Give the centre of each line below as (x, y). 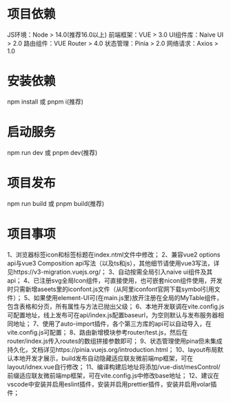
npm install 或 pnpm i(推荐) (46, 102)
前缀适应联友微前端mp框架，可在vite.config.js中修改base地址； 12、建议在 (113, 375)
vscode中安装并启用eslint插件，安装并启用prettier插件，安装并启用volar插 (112, 384)
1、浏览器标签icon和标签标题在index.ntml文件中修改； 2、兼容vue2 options (114, 254)
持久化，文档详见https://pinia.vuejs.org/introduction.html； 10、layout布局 (112, 349)
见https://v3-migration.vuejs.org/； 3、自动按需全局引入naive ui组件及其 (110, 272)
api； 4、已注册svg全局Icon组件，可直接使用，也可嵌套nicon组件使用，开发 (115, 280)
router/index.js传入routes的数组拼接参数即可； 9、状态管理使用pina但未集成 (115, 341)
